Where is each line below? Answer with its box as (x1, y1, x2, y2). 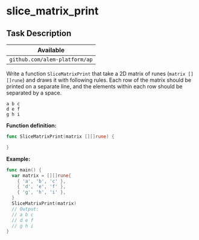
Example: (6, 155, 31, 162)
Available (37, 46, 65, 54)
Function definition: (6, 122, 57, 129)
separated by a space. (6, 89, 62, 96)
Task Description (6, 28, 72, 38)
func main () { (6, 167, 42, 173)
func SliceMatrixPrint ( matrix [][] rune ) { (6, 134, 115, 140)
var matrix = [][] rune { (11, 173, 71, 179)
